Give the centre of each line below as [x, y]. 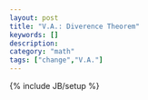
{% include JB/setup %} [54, 86]
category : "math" [42, 52]
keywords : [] [34, 35]
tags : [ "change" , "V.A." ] [56, 60]
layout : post [34, 18]
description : [34, 43]
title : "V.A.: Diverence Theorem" [75, 26]
